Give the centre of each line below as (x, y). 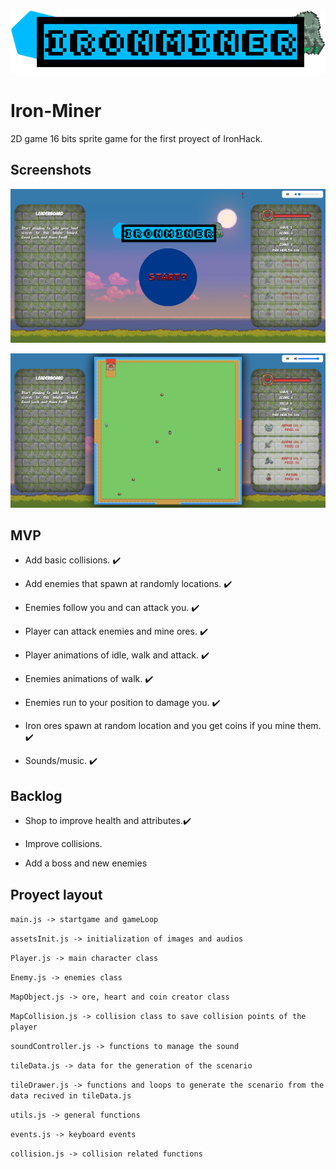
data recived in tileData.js (71, 1096)
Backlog (36, 795)
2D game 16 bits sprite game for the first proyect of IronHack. (136, 138)
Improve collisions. (63, 844)
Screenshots (51, 170)
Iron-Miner (56, 110)
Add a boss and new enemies (86, 863)
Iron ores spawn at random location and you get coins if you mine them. (173, 726)
